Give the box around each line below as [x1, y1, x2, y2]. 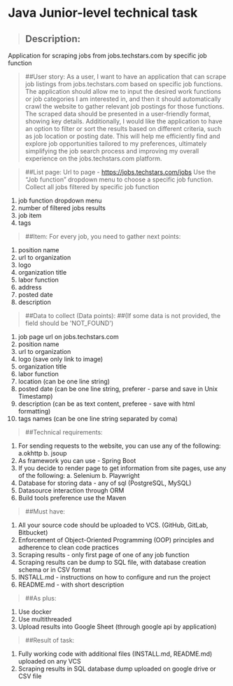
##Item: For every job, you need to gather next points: [24, 233, 181, 240]
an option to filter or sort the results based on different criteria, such [24, 125, 222, 132]
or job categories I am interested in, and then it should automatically [24, 95, 221, 103]
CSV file [17, 672, 42, 680]
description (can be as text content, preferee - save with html [17, 399, 195, 408]
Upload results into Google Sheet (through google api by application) [17, 622, 217, 631]
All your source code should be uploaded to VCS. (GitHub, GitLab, [17, 521, 209, 529]
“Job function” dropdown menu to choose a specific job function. [24, 175, 213, 184]
